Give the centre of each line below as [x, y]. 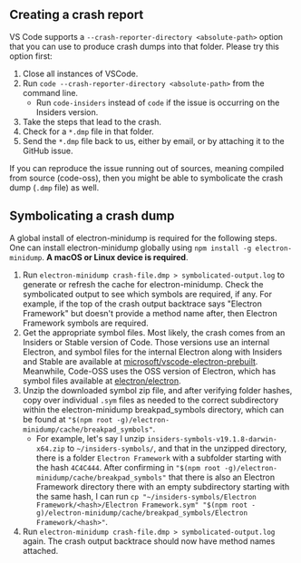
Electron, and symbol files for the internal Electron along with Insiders [152, 352]
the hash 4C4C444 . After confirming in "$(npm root [128, 467]
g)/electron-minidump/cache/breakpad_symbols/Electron [141, 513]
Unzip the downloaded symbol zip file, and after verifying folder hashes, [157, 390]
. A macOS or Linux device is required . [115, 257]
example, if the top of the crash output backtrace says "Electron [142, 304]
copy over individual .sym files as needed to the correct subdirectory [150, 400]
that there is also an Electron [222, 477]
